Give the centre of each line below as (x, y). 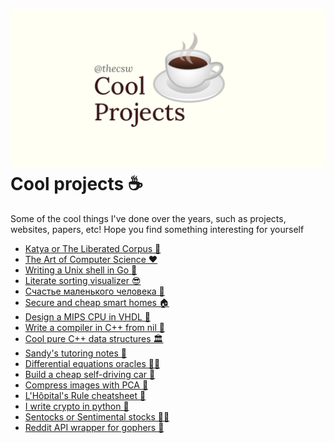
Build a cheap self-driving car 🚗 (90, 374)
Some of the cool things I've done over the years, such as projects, (148, 218)
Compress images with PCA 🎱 (86, 385)
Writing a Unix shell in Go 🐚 (81, 270)
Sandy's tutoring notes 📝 (76, 353)
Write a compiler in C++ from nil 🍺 (94, 327)
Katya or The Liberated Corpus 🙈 (93, 248)
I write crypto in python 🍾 (77, 406)
